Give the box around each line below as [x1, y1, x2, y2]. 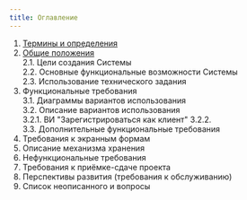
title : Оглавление [9, 13, 78, 22]
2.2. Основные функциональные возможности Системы [22, 66, 238, 77]
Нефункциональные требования [22, 152, 146, 162]
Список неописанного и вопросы [22, 180, 151, 191]
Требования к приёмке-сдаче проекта [22, 161, 171, 172]
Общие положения [22, 47, 95, 58]
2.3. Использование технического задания [22, 75, 187, 86]
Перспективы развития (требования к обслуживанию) [22, 171, 233, 182]
